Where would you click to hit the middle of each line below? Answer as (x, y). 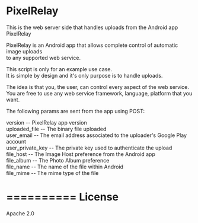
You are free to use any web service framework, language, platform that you (99, 93)
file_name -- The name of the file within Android (65, 167)
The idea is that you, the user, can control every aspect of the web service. (98, 87)
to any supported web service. (44, 58)
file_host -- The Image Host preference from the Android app (81, 154)
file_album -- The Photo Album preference (58, 160)
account (16, 141)
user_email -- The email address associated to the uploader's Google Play (97, 135)
